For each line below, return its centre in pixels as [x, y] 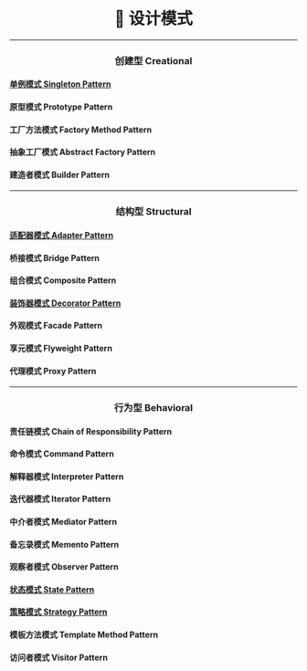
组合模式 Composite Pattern [63, 280]
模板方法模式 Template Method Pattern [84, 634]
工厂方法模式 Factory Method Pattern [81, 130]
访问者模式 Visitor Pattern [58, 657]
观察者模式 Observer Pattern [64, 567]
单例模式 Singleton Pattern [60, 84]
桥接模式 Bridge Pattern [55, 257]
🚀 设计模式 [153, 19]
